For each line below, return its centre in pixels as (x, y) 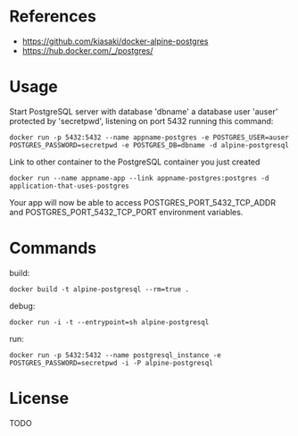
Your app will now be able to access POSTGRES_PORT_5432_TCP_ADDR (143, 202)
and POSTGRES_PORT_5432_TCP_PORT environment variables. (126, 212)
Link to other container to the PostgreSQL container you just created (135, 162)
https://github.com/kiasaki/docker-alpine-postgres (115, 41)
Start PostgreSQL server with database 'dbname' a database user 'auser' (144, 111)
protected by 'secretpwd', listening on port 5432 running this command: (141, 121)
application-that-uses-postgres (69, 186)
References (53, 17)
